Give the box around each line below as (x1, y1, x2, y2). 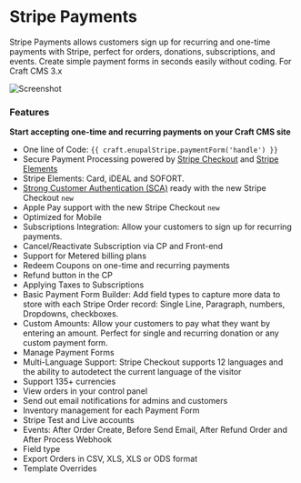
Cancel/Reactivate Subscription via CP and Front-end (22, 241, 224, 252)
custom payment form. (22, 337, 108, 348)
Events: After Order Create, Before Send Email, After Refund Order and (22, 425, 288, 436)
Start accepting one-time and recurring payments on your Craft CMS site (9, 126, 291, 137)
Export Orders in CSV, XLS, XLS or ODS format (22, 453, 198, 465)
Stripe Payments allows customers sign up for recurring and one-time (9, 36, 271, 47)
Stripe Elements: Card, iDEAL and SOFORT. (22, 173, 185, 184)
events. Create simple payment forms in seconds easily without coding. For (9, 55, 292, 66)
